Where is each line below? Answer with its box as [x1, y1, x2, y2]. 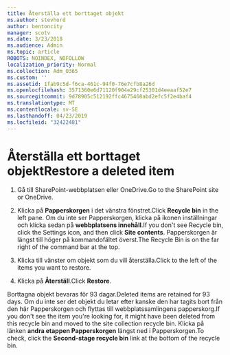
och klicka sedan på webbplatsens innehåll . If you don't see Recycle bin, [16, 221, 224, 229]
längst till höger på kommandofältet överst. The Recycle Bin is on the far [16, 235, 220, 244]
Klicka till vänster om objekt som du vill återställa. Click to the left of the [16, 256, 218, 265]
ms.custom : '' [7, 74, 48, 81]
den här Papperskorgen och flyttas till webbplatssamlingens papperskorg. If [7, 305, 220, 313]
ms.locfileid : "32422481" [7, 118, 81, 126]
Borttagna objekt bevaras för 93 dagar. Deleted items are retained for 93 [7, 290, 211, 299]
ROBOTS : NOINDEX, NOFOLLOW [7, 55, 84, 62]
